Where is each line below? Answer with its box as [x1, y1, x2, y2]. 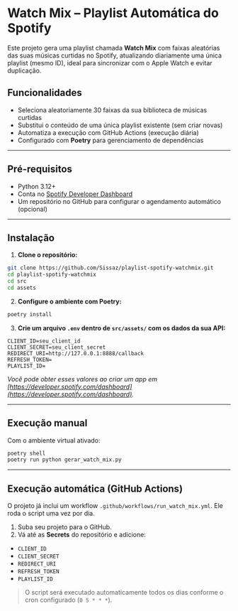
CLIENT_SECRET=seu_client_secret [7, 343, 106, 351]
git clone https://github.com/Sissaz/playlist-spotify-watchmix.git [7, 264, 214, 271]
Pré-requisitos [7, 163, 73, 175]
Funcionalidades [7, 87, 83, 99]
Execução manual [7, 417, 88, 429]
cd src [7, 278, 27, 285]
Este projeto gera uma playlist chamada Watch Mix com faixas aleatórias [7, 43, 220, 52]
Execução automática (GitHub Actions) [7, 482, 183, 494]
